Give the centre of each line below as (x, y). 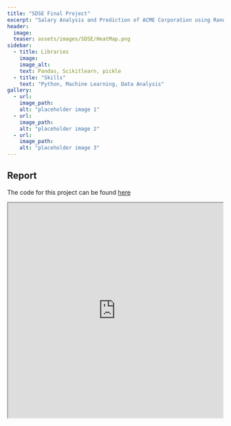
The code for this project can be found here (69, 192)
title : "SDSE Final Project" (49, 13)
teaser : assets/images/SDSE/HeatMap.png (72, 39)
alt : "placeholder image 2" (59, 129)
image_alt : (35, 65)
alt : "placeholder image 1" (59, 109)
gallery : (20, 90)
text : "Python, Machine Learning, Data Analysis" (92, 84)
